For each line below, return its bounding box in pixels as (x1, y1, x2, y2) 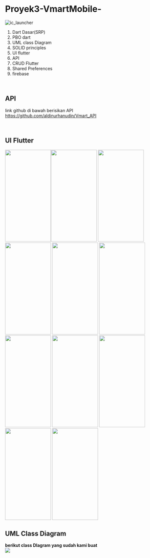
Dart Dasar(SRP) (12, 29, 45, 35)
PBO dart (12, 34, 31, 40)
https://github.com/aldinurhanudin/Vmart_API (5, 113, 97, 119)
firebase (12, 71, 29, 76)
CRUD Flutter (12, 60, 39, 66)
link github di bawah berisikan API (5, 107, 73, 113)
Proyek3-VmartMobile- (5, 3, 102, 15)
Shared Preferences (12, 65, 53, 72)
